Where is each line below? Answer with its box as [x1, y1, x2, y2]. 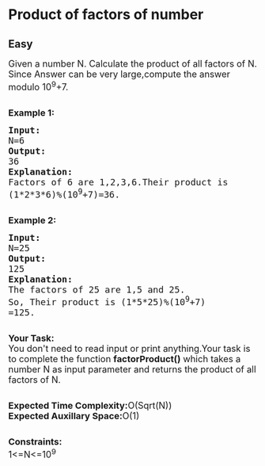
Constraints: [8, 436, 62, 447]
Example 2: [8, 215, 57, 226]
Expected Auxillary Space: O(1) [8, 411, 140, 422]
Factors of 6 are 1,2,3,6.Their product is [8, 177, 229, 188]
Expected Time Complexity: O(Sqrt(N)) [8, 400, 172, 411]
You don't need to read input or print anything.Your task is [8, 343, 251, 354]
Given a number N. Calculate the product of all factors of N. [8, 58, 257, 69]
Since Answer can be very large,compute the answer [8, 69, 231, 80]
